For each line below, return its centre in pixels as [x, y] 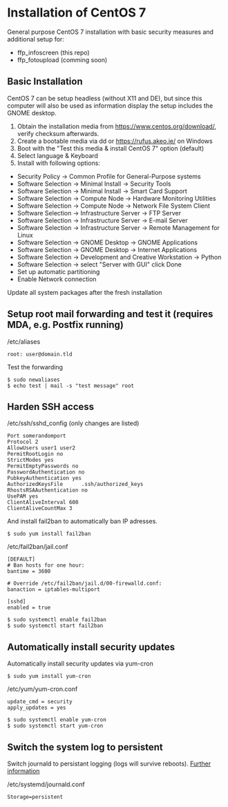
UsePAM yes [23, 496]
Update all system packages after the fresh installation [85, 292]
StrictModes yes [30, 460]
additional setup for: [36, 39]
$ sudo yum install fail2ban [49, 534]
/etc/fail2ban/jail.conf [38, 547]
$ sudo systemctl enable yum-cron [57, 720]
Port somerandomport [37, 436]
